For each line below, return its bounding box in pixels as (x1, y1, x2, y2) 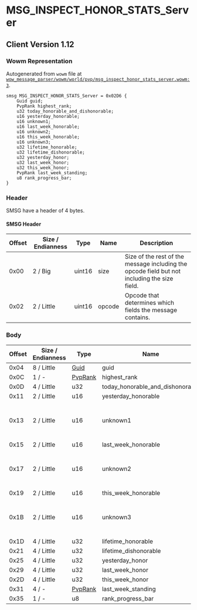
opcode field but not (125, 267, 181, 276)
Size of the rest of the (125, 253, 185, 261)
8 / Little (32, 363, 56, 371)
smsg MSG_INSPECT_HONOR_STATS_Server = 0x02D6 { (6, 93, 127, 99)
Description (140, 239, 174, 247)
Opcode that (125, 292, 159, 300)
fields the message (125, 306, 178, 314)
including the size (125, 274, 174, 283)
